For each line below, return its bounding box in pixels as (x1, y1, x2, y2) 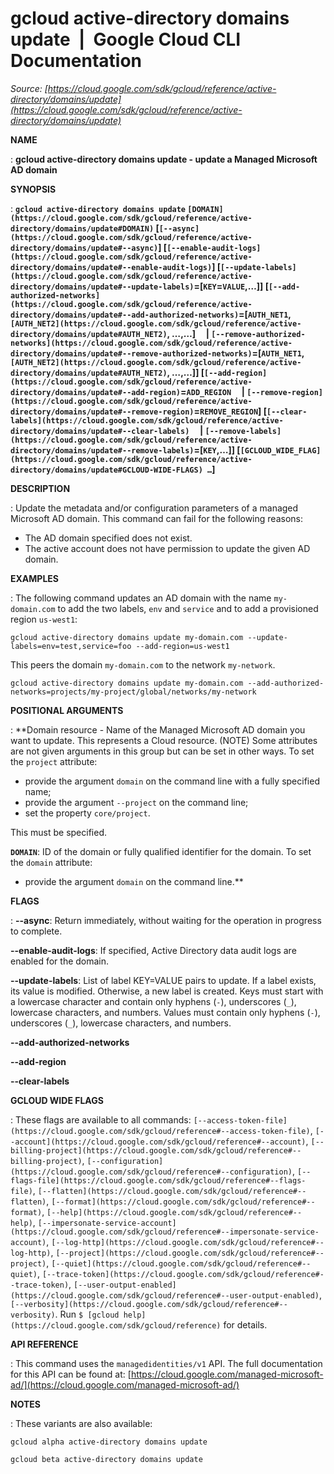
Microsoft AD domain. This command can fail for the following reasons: (10, 512, 303, 524)
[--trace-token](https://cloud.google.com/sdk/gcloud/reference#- (41, 1269, 325, 1279)
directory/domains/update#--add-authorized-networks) (10, 310, 240, 320)
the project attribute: (10, 755, 98, 767)
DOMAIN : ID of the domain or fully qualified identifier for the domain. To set (10, 845, 312, 857)
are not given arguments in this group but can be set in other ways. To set (10, 745, 315, 757)
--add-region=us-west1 (135, 641, 230, 651)
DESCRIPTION (10, 482, 71, 494)
